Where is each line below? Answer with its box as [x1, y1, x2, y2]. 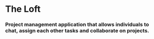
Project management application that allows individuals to [5, 21, 149, 28]
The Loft [5, 3, 41, 15]
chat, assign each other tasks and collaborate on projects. [5, 27, 149, 34]
